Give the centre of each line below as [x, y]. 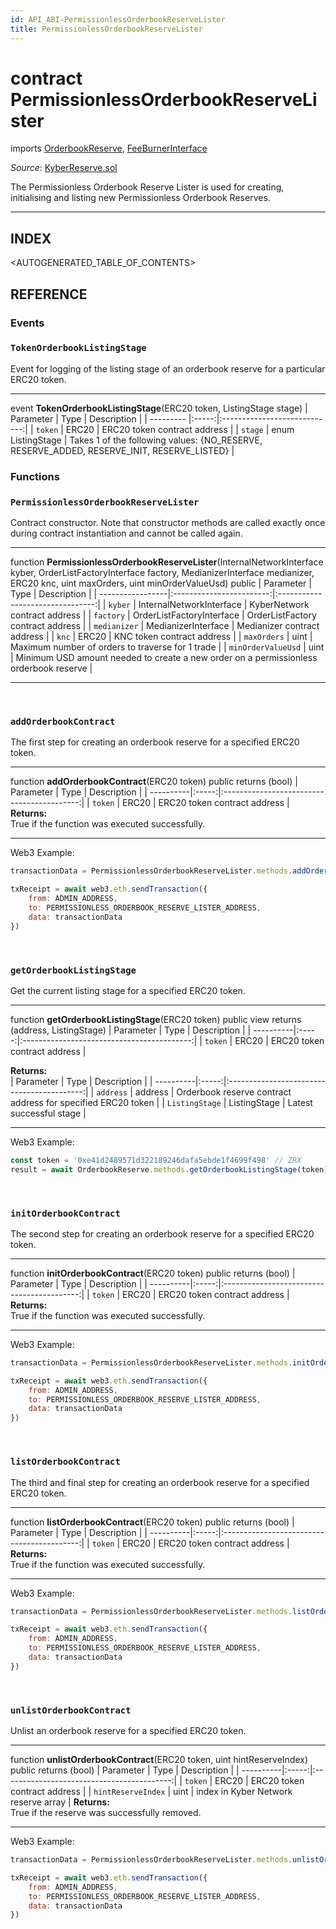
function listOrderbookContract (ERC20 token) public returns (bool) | [152, 1522]
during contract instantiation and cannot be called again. [126, 533]
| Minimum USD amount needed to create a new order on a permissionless [164, 658]
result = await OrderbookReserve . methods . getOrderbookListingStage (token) [169, 1169]
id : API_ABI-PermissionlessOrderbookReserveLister [118, 19]
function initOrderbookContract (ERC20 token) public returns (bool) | [153, 1273]
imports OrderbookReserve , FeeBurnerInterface [109, 148]
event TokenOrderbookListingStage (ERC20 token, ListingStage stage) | [159, 408]
